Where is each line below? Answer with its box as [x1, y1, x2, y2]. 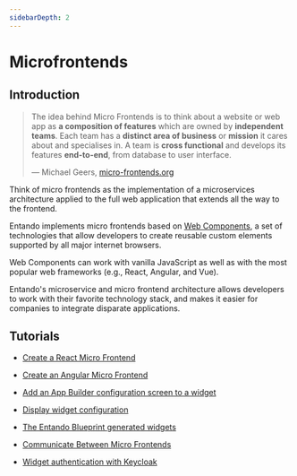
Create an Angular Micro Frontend [21, 369, 148, 381]
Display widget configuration [21, 404, 129, 415]
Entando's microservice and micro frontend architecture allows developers [9, 283, 284, 294]
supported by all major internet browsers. [9, 239, 162, 250]
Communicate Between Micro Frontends [21, 439, 172, 450]
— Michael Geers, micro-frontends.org [30, 167, 174, 177]
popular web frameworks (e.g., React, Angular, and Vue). [9, 266, 219, 277]
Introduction [9, 87, 81, 103]
